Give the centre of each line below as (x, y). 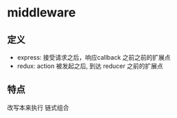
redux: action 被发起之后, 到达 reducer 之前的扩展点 (90, 66)
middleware (42, 13)
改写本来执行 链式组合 (38, 107)
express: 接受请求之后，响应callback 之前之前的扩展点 (94, 57)
